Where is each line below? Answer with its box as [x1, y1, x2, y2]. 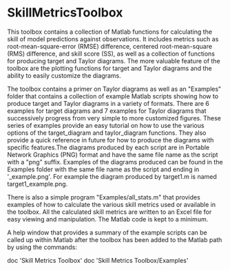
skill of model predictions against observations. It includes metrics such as [7, 34, 219, 43]
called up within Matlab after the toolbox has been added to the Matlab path [7, 235, 222, 243]
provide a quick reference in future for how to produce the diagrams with [7, 135, 214, 144]
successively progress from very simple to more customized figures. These [7, 113, 222, 122]
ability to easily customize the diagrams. [7, 71, 122, 80]
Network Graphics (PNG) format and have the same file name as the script [7, 150, 218, 159]
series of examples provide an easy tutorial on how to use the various [7, 121, 205, 129]
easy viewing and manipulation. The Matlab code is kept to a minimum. [7, 215, 209, 223]
